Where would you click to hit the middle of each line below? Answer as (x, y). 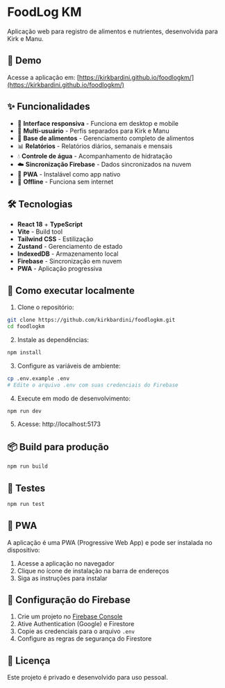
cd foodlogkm (26, 327)
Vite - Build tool (40, 232)
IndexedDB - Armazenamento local (68, 254)
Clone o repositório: (45, 307)
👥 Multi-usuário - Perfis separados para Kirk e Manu (93, 131)
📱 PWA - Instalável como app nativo (69, 174)
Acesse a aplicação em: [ (43, 77)
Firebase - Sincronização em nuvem (69, 261)
